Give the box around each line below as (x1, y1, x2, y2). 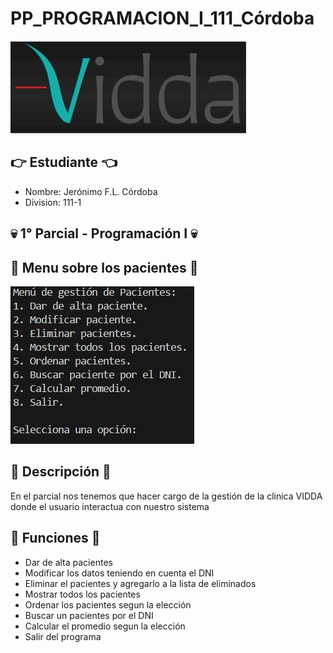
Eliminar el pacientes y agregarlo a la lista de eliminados (24, 577, 257, 589)
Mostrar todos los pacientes (24, 588, 141, 600)
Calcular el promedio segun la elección (24, 620, 186, 632)
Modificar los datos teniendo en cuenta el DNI (24, 567, 215, 579)
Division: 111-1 (24, 196, 82, 208)
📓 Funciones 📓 (10, 530, 101, 547)
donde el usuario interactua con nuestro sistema (10, 500, 210, 512)
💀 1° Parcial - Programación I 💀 (10, 225, 198, 242)
